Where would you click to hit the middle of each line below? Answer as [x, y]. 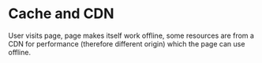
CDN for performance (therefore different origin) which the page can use [127, 43]
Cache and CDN [61, 14]
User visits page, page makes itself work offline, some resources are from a [131, 35]
